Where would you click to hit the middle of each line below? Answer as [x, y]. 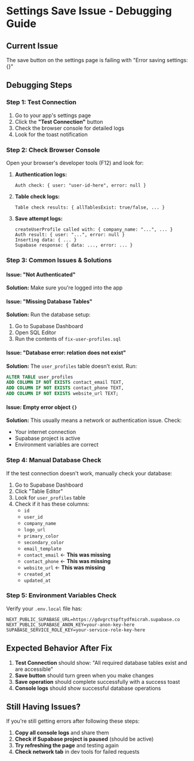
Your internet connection [45, 432]
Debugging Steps [39, 85]
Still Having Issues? [44, 707]
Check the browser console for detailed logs [69, 128]
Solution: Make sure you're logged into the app [64, 288]
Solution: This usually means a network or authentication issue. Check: [94, 420]
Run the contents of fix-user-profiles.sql [68, 339]
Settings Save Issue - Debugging [89, 11]
